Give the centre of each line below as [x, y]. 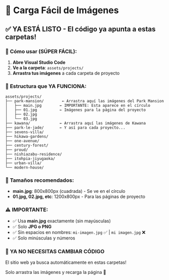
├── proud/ [17, 150]
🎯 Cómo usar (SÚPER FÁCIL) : [41, 51]
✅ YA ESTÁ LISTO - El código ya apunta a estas [80, 29]
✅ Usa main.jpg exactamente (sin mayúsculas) [62, 221]
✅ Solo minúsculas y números [44, 238]
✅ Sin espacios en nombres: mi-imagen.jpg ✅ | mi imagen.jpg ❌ [79, 232]
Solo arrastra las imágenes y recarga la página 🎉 [56, 272]
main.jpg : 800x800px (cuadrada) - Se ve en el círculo [69, 191]
